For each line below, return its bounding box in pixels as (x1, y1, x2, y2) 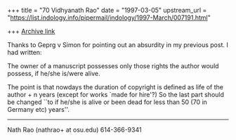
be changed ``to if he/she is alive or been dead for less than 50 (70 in (7, 98, 207, 106)
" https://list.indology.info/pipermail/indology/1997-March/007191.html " (7, 13, 211, 22)
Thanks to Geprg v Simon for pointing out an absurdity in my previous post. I (7, 41, 228, 49)
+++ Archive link (7, 27, 55, 35)
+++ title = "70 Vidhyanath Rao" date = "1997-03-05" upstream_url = (7, 6, 207, 14)
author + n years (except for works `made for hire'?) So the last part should (7, 91, 225, 98)
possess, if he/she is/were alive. (7, 70, 100, 77)
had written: (7, 49, 42, 56)
